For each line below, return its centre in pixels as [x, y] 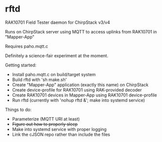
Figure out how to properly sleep [45, 124]
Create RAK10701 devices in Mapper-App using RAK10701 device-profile [84, 95]
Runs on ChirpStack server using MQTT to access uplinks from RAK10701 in [81, 32]
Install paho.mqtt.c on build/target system [54, 74]
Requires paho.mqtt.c [27, 46]
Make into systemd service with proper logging [59, 129]
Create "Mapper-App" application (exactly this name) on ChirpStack [80, 85]
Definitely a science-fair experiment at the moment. [57, 55]
